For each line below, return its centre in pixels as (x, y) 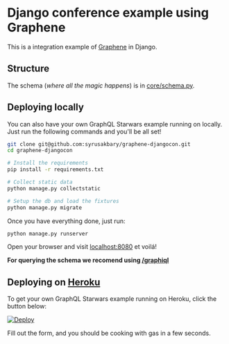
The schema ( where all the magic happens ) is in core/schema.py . (101, 85)
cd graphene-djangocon (40, 151)
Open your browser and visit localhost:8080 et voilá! (82, 247)
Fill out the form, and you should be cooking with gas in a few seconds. (109, 333)
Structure (28, 68)
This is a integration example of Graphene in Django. (82, 47)
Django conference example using (108, 13)
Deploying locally (46, 107)
